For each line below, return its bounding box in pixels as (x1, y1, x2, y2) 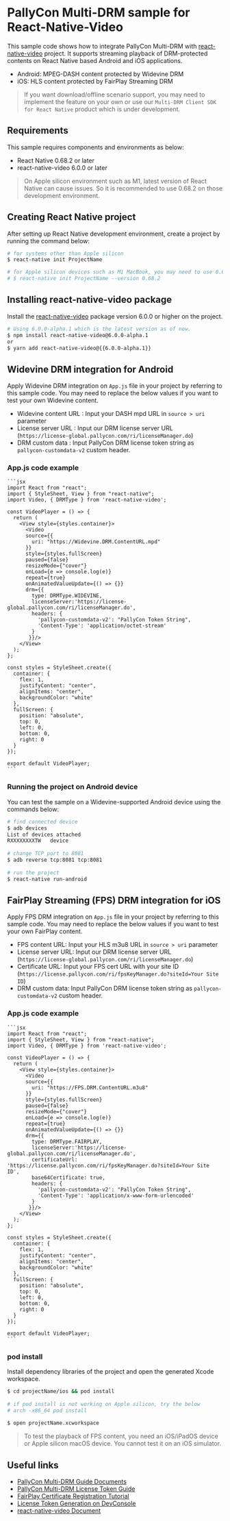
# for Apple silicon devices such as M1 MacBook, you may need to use (7, 269, 213, 275)
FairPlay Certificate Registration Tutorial (16, 1492, 130, 1500)
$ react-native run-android (7, 876, 88, 882)
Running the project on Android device (7, 782, 138, 792)
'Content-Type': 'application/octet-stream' (37, 622, 167, 630)
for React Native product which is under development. (23, 105, 181, 113)
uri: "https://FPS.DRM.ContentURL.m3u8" (31, 1084, 149, 1091)
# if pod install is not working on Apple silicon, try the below (7, 1400, 201, 1407)
